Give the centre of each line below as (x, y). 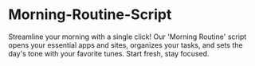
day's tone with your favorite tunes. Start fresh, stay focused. (109, 53)
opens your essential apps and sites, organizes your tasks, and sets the (126, 45)
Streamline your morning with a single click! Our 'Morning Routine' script (127, 37)
